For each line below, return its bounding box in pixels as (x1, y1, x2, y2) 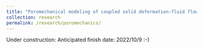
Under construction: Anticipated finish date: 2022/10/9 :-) (6, 36, 150, 44)
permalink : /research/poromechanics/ (6, 20, 101, 26)
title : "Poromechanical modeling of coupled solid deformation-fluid (6, 8, 185, 15)
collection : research (6, 14, 61, 20)
